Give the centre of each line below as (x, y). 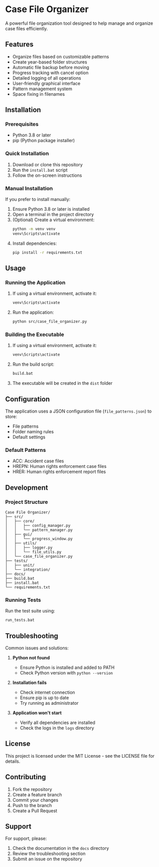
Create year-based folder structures (50, 62)
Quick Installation (27, 154)
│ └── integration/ (28, 570)
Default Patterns (26, 450)
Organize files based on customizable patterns (61, 56)
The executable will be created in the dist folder (62, 383)
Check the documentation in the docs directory (61, 848)
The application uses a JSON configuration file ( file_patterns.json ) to (78, 411)
